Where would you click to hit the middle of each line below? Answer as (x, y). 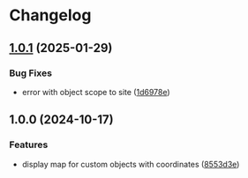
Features (29, 145)
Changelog (50, 15)
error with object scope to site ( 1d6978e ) (96, 92)
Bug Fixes (31, 73)
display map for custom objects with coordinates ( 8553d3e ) (131, 164)
